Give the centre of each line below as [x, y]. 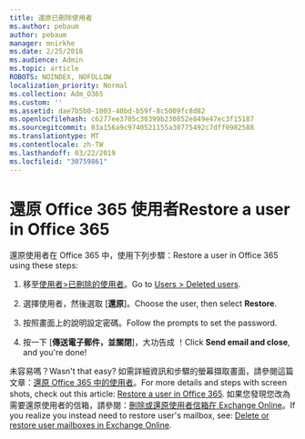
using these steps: [44, 265]
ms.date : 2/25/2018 [46, 52]
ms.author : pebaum [44, 26]
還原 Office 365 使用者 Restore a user [150, 209]
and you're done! [55, 353]
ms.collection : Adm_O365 [56, 94]
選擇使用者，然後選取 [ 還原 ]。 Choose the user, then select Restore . [150, 304]
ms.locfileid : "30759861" [58, 161]
